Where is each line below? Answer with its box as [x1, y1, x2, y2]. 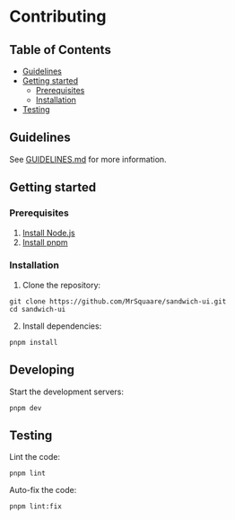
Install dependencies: [22, 321, 102, 331]
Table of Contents [9, 42, 112, 57]
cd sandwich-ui [9, 304, 66, 313]
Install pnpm [22, 236, 69, 248]
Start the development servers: [9, 386, 124, 397]
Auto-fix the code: [9, 485, 77, 496]
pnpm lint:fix [9, 502, 63, 511]
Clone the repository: [22, 279, 101, 290]
